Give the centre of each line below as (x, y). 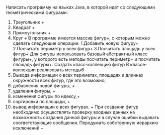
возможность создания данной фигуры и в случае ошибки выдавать (86, 117)
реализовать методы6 (61, 70)
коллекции (24, 70)
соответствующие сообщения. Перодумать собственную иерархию (85, 123)
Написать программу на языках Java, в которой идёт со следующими (81, 7)
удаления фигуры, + (34, 91)
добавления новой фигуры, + (44, 86)
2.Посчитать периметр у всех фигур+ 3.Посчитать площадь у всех (84, 49)
